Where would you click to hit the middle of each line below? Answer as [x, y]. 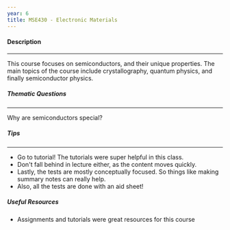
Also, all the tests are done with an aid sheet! [80, 186]
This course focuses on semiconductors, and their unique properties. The [111, 63]
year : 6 [18, 13]
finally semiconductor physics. [50, 78]
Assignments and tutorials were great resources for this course [106, 219]
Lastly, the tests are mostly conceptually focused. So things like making [118, 172]
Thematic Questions [37, 94]
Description [24, 42]
